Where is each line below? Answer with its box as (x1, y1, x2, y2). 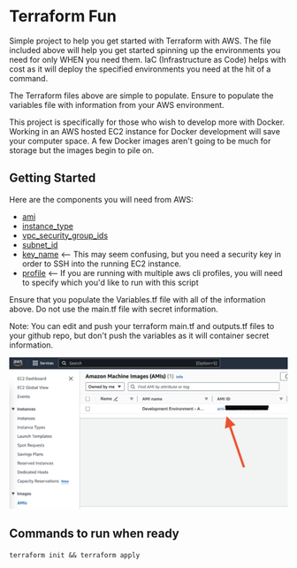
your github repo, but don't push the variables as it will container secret (9, 330, 270, 341)
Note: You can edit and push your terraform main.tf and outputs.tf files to (9, 320, 275, 331)
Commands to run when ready (9, 526, 179, 541)
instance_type (21, 220, 73, 231)
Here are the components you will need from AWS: (9, 194, 194, 204)
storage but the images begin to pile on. (9, 144, 155, 156)
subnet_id (21, 239, 58, 249)
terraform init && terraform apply (9, 550, 141, 559)
